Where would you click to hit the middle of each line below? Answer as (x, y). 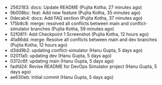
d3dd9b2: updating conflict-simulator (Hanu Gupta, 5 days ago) (76, 50)
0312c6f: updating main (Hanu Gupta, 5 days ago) (62, 61)
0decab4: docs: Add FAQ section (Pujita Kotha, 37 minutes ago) (76, 18)
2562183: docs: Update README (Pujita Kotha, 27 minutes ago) (76, 7)
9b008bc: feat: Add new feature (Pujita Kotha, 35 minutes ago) (75, 13)
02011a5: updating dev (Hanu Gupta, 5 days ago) (61, 56)
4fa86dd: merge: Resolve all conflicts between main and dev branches (84, 39)
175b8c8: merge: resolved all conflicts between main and (69, 23)
